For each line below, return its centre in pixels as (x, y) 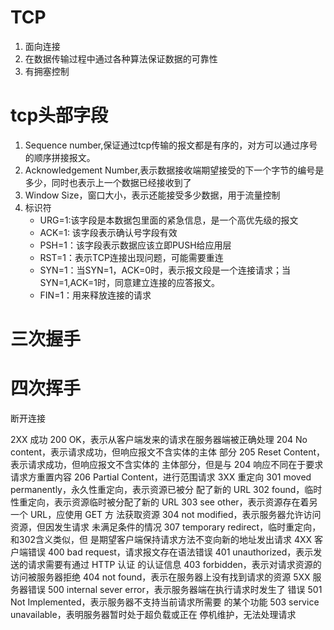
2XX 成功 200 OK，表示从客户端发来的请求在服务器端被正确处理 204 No (159, 439)
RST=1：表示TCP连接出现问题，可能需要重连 (131, 257)
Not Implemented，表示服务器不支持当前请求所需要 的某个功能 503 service (165, 602)
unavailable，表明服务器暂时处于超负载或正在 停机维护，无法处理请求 (153, 614)
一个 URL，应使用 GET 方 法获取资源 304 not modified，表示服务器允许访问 (166, 514)
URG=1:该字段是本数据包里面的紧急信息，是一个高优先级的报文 (169, 220)
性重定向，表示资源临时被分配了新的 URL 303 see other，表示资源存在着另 (164, 502)
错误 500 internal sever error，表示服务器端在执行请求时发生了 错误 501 (175, 589)
